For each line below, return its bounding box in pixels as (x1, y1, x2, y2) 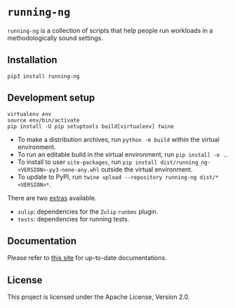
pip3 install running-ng (7, 72, 80, 79)
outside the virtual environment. (100, 165, 193, 174)
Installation (7, 54, 58, 66)
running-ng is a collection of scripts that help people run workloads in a (7, 26, 213, 34)
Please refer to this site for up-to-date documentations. (7, 254, 167, 262)
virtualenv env (7, 110, 52, 117)
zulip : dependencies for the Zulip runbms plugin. (17, 207, 159, 216)
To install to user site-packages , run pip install (17, 158, 158, 166)
